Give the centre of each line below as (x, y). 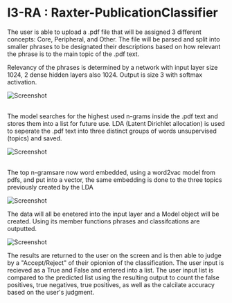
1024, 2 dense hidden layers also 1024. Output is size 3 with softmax (105, 75)
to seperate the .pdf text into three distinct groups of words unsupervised (112, 131)
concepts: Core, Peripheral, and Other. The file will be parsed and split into (114, 39)
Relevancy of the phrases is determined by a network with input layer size (113, 67)
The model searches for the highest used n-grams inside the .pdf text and (113, 116)
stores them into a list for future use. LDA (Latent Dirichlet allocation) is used (116, 123)
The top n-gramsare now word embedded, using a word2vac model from (111, 172)
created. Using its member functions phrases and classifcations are (104, 221)
